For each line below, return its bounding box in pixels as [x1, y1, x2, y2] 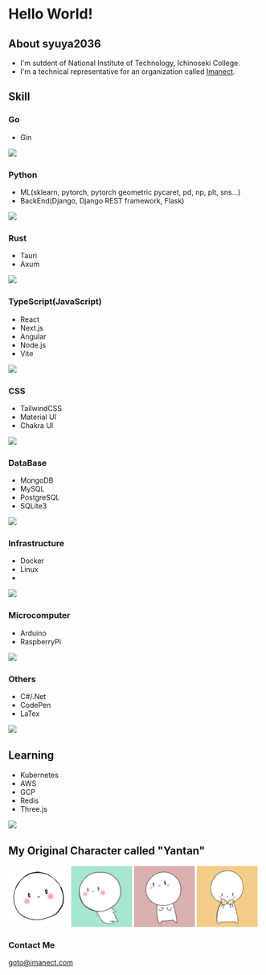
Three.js [19, 804, 48, 813]
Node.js [19, 339, 47, 350]
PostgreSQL [19, 492, 60, 503]
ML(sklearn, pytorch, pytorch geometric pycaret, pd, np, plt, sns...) [19, 187, 241, 197]
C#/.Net [19, 692, 47, 701]
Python [8, 169, 38, 180]
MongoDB [19, 475, 54, 485]
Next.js [19, 323, 44, 332]
